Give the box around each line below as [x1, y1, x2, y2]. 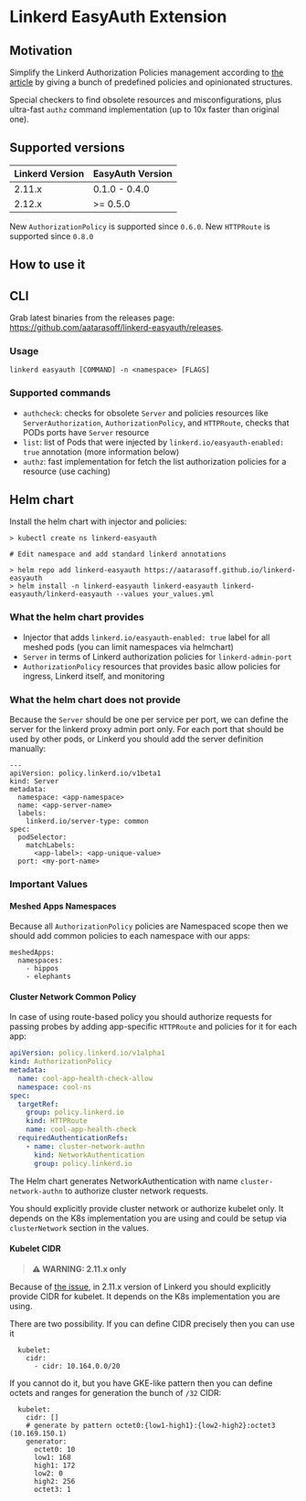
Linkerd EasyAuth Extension [9, 6, 227, 27]
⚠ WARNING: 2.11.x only [31, 1263, 127, 1275]
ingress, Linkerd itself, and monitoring [22, 670, 165, 681]
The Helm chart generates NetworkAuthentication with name [9, 1175, 239, 1186]
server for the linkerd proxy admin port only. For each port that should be [9, 724, 285, 735]
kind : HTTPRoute [26, 1117, 89, 1126]
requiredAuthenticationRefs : [17, 1134, 129, 1143]
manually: [9, 743, 47, 754]
